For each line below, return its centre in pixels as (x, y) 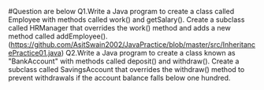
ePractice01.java (35, 53)
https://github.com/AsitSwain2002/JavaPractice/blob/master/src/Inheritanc (133, 45)
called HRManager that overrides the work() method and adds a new (119, 28)
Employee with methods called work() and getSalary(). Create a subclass (126, 20)
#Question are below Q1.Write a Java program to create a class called (121, 11)
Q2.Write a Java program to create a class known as (151, 53)
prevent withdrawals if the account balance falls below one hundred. (119, 78)
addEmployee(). (82, 36)
